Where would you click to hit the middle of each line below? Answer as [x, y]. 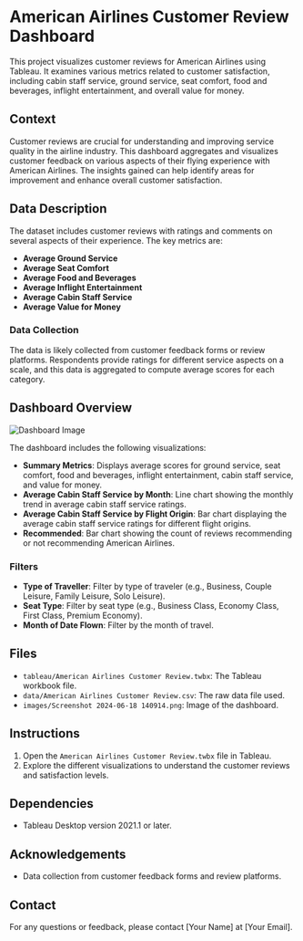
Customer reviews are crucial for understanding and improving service [142, 141]
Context [33, 119]
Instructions [45, 733]
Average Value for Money [71, 307]
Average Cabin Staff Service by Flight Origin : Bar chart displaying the [155, 514]
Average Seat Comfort [66, 267]
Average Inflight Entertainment [82, 287]
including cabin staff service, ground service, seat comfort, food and [138, 80]
